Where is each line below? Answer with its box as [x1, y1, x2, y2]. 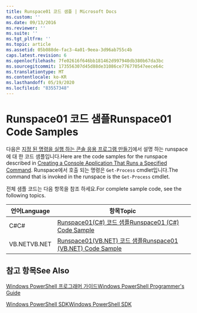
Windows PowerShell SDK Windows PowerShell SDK [6, 301, 132, 308]
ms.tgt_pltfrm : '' [6, 36, 51, 42]
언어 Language [11, 207, 50, 215]
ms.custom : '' [6, 14, 41, 20]
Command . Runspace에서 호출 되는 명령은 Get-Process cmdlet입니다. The [6, 166, 179, 174]
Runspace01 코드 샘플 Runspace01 [6, 112, 172, 126]
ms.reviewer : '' [6, 25, 46, 31]
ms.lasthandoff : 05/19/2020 [6, 80, 75, 86]
